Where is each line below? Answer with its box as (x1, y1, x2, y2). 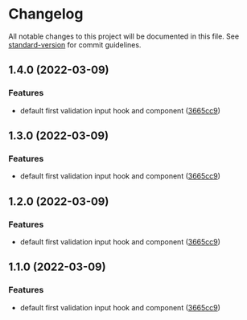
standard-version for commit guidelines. (8, 39, 142, 49)
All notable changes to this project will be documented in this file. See (8, 31, 240, 41)
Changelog (8, 5, 84, 23)
